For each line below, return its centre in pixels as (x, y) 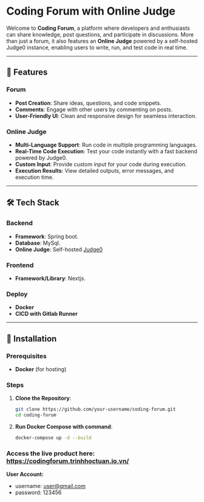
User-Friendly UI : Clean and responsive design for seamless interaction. (106, 116)
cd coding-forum (36, 415)
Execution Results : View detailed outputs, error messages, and (94, 170)
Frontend (20, 265)
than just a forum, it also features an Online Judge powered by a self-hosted (102, 41)
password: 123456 (38, 493)
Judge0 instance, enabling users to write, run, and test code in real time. (97, 47)
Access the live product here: (51, 453)
